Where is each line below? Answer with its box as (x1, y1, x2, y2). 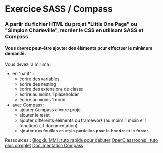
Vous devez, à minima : (5, 61, 52, 67)
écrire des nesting (19, 81, 56, 87)
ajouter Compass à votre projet (19, 107, 82, 113)
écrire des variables (19, 76, 60, 82)
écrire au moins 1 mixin (19, 97, 66, 103)
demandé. (5, 50, 26, 56)
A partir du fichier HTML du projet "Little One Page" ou (5, 21, 138, 28)
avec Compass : (12, 102, 45, 108)
